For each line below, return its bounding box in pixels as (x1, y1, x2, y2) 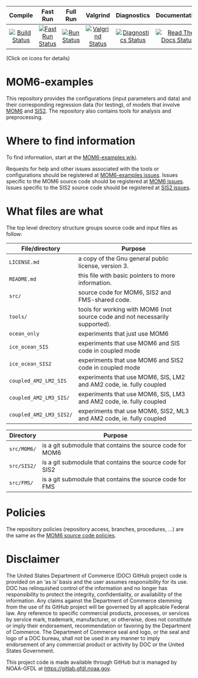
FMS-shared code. (78, 295, 131, 304)
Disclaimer (6, 552, 60, 565)
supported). (78, 320, 111, 328)
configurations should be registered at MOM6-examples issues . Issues (6, 171, 178, 179)
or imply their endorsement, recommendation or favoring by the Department (6, 622, 191, 629)
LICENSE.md (9, 259, 39, 265)
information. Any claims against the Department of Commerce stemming (6, 597, 182, 604)
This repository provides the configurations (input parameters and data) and (6, 94, 192, 102)
